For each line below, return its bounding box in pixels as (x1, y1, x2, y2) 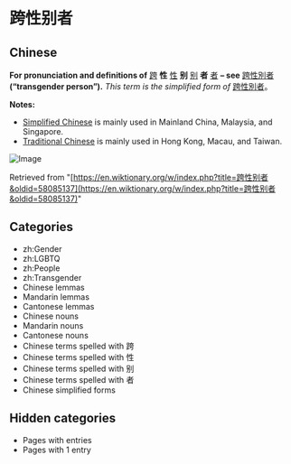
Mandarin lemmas (22, 291, 90, 302)
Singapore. (22, 126, 64, 136)
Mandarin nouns (22, 320, 84, 330)
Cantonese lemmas (22, 301, 95, 311)
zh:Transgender (22, 272, 82, 283)
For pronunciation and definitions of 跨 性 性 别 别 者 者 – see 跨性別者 (9, 70, 274, 80)
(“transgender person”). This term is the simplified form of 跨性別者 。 (9, 81, 273, 91)
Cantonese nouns (22, 329, 89, 340)
